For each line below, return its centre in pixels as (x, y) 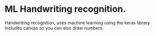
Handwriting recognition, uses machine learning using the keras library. (78, 23)
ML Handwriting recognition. (65, 9)
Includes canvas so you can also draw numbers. (54, 28)
